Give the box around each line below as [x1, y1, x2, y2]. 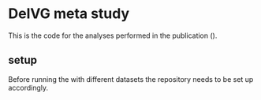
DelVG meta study [8, 5, 130, 23]
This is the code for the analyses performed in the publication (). [8, 31, 218, 40]
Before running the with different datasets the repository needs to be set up [8, 74, 254, 83]
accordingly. [8, 83, 49, 92]
